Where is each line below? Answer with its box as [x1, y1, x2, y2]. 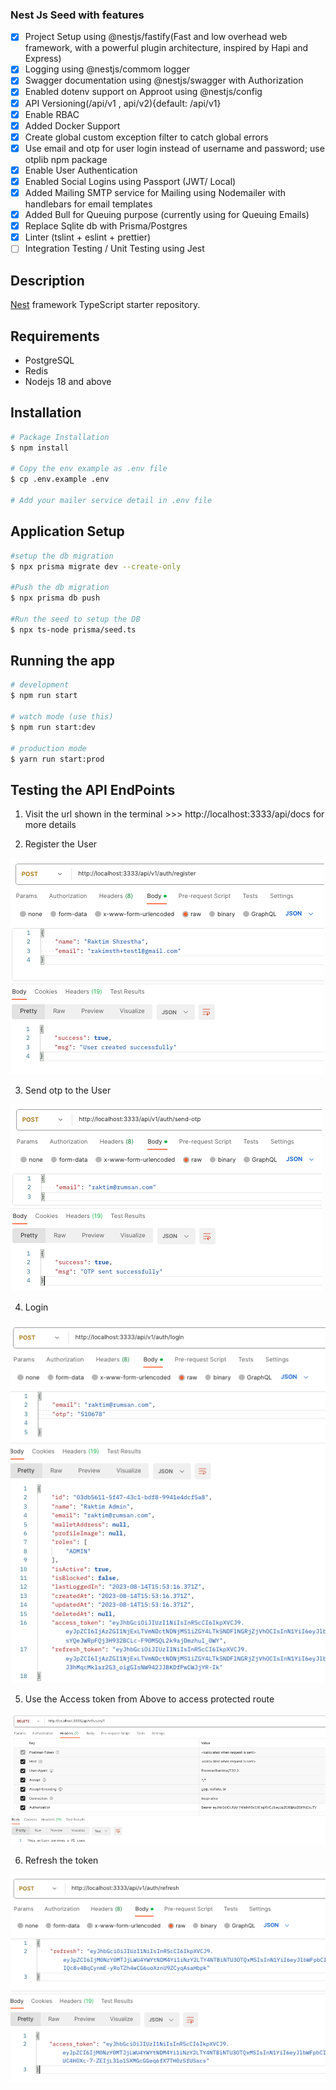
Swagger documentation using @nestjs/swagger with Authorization [24, 74, 304, 87]
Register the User [24, 838, 98, 850]
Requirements [10, 328, 100, 345]
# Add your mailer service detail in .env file [10, 495, 213, 505]
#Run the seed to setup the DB [10, 614, 141, 624]
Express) [24, 53, 62, 65]
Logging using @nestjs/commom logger [24, 63, 191, 75]
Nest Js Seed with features [10, 8, 145, 22]
